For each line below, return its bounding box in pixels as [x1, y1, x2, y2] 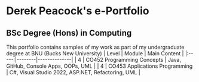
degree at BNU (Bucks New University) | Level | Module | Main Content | [6, 50, 184, 57]
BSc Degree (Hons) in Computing [6, 28, 132, 38]
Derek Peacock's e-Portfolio [6, 4, 149, 18]
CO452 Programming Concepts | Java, [85, 56, 181, 63]
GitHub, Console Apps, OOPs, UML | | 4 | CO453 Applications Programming [6, 62, 193, 70]
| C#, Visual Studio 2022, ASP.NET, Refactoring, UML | [6, 69, 140, 75]
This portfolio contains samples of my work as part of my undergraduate [6, 43, 185, 51]
